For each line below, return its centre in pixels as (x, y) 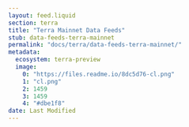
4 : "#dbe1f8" (44, 103)
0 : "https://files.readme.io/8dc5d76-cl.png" (99, 74)
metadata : (25, 52)
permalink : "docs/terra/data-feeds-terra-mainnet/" (95, 45)
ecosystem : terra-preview (58, 60)
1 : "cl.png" (42, 81)
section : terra (33, 23)
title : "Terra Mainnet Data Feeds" (67, 30)
